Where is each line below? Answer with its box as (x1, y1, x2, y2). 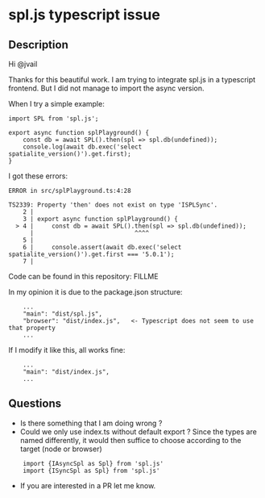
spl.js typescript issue (8, 6, 161, 24)
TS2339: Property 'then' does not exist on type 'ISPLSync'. (8, 201, 218, 209)
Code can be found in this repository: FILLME (8, 272, 159, 281)
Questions (8, 397, 62, 411)
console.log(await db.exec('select (23, 143, 143, 151)
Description (8, 38, 68, 52)
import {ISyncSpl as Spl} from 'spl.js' (23, 467, 160, 475)
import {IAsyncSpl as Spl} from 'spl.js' (23, 459, 164, 467)
